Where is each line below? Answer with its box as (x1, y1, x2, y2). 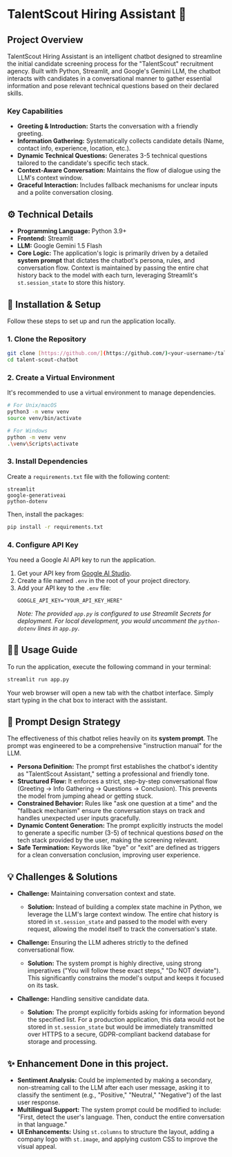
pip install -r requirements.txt (7, 523, 104, 530)
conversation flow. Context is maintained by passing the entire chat (17, 263, 209, 272)
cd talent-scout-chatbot (7, 356, 79, 363)
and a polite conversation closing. (17, 189, 114, 197)
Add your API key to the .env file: (17, 584, 111, 592)
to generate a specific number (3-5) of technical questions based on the (17, 828, 224, 837)
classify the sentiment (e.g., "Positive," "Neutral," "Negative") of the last (17, 1091, 222, 1099)
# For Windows (7, 427, 48, 434)
